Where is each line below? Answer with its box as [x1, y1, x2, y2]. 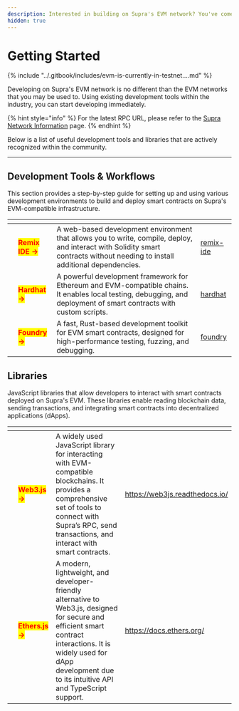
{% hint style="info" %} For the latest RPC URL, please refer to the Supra [7, 114, 221, 123]
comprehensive [55, 494, 108, 504]
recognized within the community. [7, 143, 107, 152]
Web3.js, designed [55, 603, 118, 613]
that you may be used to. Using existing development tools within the [7, 93, 210, 101]
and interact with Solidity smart [56, 242, 161, 252]
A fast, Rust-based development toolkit [56, 318, 188, 328]
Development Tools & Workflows [7, 170, 155, 182]
